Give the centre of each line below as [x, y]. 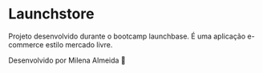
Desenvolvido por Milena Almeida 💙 [67, 60]
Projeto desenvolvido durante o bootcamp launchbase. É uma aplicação [127, 36]
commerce [26, 44]
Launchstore [51, 14]
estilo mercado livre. [79, 44]
